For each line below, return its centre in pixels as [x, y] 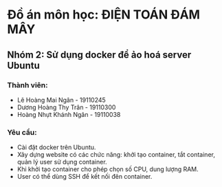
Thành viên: [27, 85]
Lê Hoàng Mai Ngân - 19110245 [62, 100]
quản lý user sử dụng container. [62, 162]
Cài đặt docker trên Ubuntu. [56, 147]
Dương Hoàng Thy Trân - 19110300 [66, 107]
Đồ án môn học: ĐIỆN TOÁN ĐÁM [104, 15]
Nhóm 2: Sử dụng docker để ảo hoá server [99, 55]
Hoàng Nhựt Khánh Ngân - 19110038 [69, 114]
